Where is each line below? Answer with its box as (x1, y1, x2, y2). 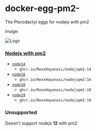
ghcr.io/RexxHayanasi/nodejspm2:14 (19, 67, 91, 72)
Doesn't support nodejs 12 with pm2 (5, 120, 78, 126)
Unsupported (5, 109, 37, 116)
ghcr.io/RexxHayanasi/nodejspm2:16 (19, 77, 91, 82)
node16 (12, 72, 26, 77)
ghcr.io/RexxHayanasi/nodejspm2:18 (19, 88, 91, 93)
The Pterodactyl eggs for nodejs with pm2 (5, 19, 90, 25)
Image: (5, 28, 19, 34)
